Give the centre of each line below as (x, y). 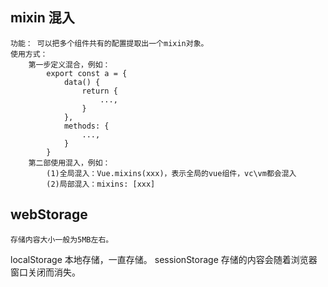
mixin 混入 (42, 18)
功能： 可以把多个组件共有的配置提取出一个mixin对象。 (109, 43)
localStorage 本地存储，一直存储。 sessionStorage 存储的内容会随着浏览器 (164, 259)
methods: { (86, 126)
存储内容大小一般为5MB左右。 (62, 239)
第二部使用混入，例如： (69, 163)
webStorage (49, 214)
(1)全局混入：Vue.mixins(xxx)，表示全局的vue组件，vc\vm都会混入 (171, 173)
